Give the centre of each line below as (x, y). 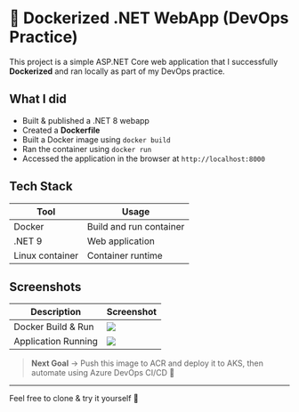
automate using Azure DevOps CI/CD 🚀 (103, 373)
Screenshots (45, 287)
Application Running (56, 342)
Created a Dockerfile (61, 130)
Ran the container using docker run (87, 149)
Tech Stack (41, 186)
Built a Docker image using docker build (96, 139)
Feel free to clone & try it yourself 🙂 (74, 399)
